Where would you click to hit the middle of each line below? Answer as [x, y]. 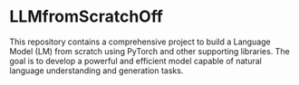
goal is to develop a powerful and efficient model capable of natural [136, 61]
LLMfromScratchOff [87, 17]
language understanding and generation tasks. [96, 71]
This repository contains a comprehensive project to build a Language [140, 42]
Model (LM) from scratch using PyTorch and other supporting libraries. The [149, 51]
